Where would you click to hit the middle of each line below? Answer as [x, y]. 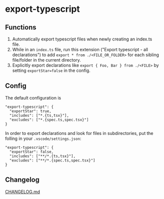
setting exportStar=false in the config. [51, 70]
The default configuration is [33, 98]
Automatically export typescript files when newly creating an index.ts [82, 39]
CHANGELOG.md [23, 192]
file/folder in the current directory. [46, 60]
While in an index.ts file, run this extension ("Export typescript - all [80, 50]
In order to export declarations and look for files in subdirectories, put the [79, 133]
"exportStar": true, [30, 111]
